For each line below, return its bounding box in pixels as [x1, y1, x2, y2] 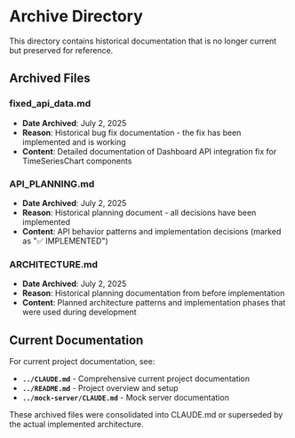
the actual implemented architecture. [9, 419, 144, 430]
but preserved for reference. [9, 44, 114, 55]
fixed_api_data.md [9, 98, 92, 110]
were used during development [21, 307, 137, 317]
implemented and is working [21, 136, 126, 147]
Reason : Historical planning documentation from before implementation [21, 288, 285, 299]
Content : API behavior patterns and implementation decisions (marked [21, 226, 282, 236]
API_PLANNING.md [9, 178, 95, 190]
